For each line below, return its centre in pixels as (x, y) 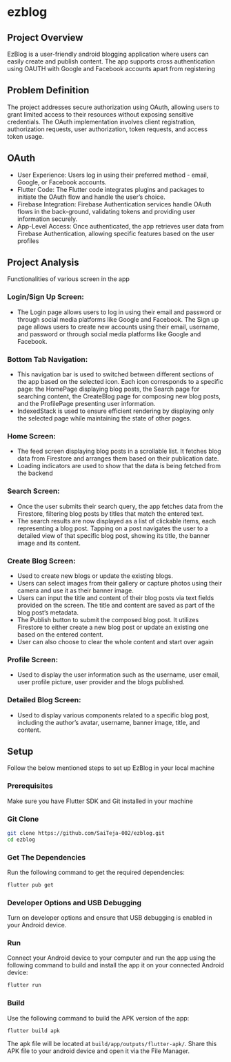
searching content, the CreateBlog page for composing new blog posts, (119, 396)
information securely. (47, 219)
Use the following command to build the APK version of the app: (98, 1018)
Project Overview (45, 38)
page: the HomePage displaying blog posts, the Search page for (108, 389)
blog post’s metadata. (48, 612)
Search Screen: (33, 491)
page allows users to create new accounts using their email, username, (118, 327)
